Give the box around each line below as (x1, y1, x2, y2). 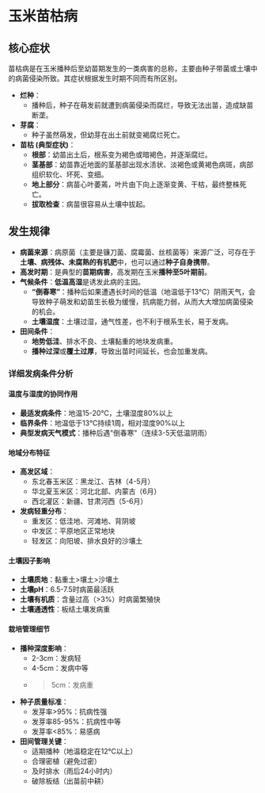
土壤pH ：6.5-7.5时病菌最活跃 (19, 585, 115, 594)
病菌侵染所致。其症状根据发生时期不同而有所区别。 (14, 74, 182, 83)
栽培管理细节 (8, 623, 50, 634)
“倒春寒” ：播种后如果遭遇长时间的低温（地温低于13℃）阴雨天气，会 (31, 287, 256, 296)
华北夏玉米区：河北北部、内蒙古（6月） (31, 486, 161, 496)
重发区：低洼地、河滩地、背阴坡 (31, 517, 136, 526)
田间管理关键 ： (19, 736, 69, 745)
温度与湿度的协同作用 (8, 389, 78, 398)
